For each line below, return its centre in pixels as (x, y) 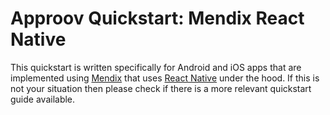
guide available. (43, 99)
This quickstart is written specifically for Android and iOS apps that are (156, 67)
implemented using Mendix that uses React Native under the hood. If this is (165, 78)
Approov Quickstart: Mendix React (157, 18)
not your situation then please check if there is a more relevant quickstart (161, 88)
